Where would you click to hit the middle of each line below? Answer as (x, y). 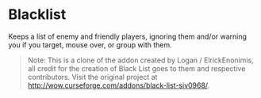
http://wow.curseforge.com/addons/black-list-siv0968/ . (119, 85)
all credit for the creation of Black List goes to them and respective (136, 68)
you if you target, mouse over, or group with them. (90, 44)
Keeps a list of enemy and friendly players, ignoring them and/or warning (128, 36)
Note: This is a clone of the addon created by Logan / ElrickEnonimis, (140, 60)
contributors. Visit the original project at (92, 77)
